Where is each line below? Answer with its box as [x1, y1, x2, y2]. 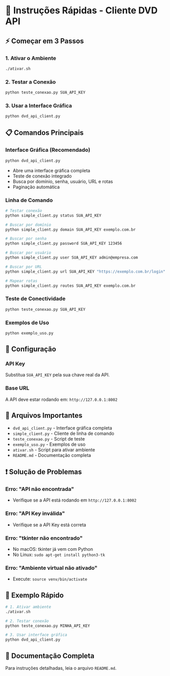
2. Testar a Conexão [5, 78, 56, 85]
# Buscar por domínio [5, 222, 52, 227]
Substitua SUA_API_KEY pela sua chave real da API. [5, 372, 110, 378]
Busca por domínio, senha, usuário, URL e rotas [12, 178, 113, 184]
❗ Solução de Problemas [5, 467, 82, 476]
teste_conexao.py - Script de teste [12, 435, 85, 442]
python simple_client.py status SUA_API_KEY [5, 213, 102, 218]
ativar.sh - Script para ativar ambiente [12, 446, 95, 453]
